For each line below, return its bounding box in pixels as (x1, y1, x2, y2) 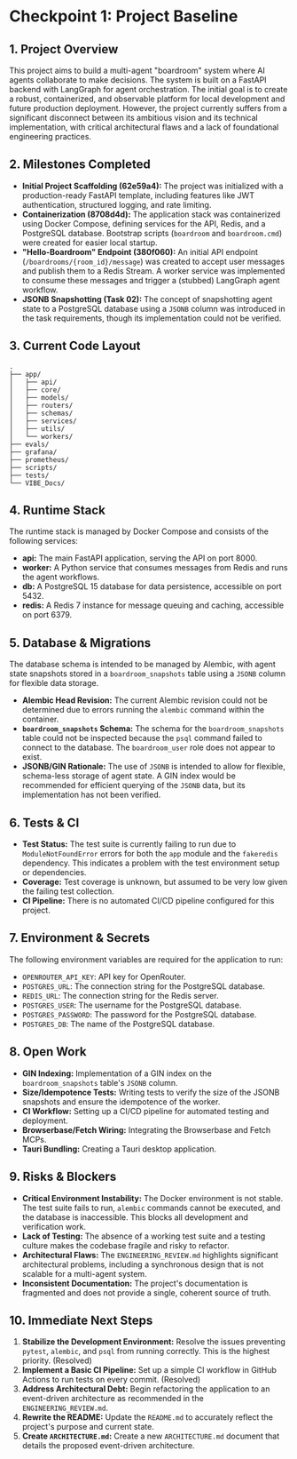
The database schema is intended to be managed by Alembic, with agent (9, 659, 277, 670)
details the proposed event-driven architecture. (21, 1440, 195, 1451)
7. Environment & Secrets (9, 930, 151, 945)
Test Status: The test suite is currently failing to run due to (21, 839, 237, 849)
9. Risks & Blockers (9, 1169, 117, 1184)
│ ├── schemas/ (9, 409, 74, 418)
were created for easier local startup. (21, 237, 158, 248)
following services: (9, 536, 78, 546)
